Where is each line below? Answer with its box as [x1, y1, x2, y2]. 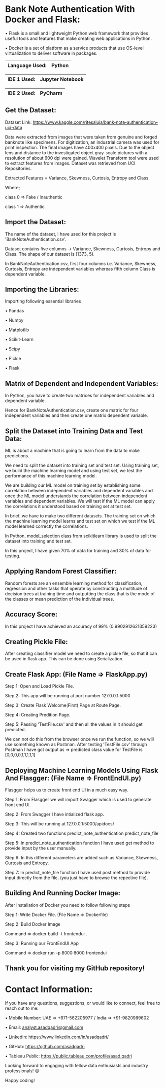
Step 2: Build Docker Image [5, 921, 61, 927]
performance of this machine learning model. [5, 473, 97, 478]
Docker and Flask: [5, 14, 80, 25]
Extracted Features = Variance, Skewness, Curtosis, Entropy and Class [5, 175, 149, 181]
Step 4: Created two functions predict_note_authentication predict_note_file [5, 830, 159, 836]
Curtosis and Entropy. [5, 860, 49, 866]
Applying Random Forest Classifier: [5, 567, 117, 576]
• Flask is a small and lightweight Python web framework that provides [5, 30, 149, 36]
